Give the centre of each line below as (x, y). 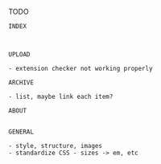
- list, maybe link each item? (61, 96)
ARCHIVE (21, 83)
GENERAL (21, 132)
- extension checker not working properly (80, 68)
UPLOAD (19, 55)
